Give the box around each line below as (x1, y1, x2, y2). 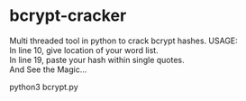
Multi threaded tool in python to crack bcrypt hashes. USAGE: (9, 35, 239, 46)
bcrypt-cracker (9, 5, 127, 26)
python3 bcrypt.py (9, 81, 78, 92)
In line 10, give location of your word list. (9, 44, 159, 55)
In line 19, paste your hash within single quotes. (9, 54, 185, 65)
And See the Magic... (9, 64, 87, 75)
